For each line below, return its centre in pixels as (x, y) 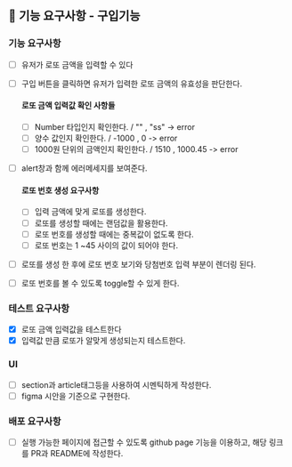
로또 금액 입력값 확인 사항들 (68, 106)
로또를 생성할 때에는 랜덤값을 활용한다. (101, 223)
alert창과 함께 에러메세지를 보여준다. (84, 168)
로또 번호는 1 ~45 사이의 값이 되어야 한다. (106, 245)
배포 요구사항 (35, 421)
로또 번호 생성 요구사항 (60, 190)
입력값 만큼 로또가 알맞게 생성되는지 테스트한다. (103, 341)
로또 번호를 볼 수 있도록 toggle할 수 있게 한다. (100, 283)
